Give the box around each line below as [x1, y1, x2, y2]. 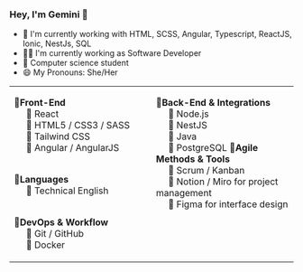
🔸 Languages [14, 174, 69, 186]
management [156, 187, 212, 200]
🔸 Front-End [14, 97, 66, 109]
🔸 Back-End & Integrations [156, 97, 271, 109]
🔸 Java [168, 130, 197, 143]
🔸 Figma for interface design [168, 198, 289, 211]
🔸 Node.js [168, 108, 209, 120]
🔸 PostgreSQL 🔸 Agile [168, 142, 259, 155]
